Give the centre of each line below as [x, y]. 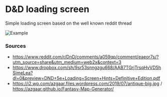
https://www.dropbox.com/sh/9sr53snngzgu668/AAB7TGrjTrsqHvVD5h [87, 68]
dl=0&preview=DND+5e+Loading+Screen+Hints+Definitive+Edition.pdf [86, 78]
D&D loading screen [47, 9]
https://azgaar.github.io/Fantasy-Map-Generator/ [63, 89]
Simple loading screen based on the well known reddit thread [68, 23]
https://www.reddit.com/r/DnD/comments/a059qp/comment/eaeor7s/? [86, 57]
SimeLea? [23, 73]
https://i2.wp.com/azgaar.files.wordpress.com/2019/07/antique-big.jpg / [87, 83]
